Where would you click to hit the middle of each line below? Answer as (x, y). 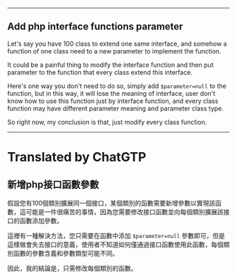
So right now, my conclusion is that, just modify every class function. (107, 122)
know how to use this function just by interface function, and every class (113, 101)
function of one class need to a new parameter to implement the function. (114, 51)
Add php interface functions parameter (95, 26)
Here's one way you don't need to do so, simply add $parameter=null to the (117, 86)
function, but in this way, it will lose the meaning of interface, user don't (111, 93)
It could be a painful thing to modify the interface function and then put (110, 65)
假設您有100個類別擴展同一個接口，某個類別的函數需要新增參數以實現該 (111, 203)
